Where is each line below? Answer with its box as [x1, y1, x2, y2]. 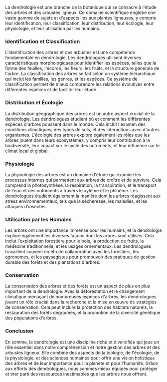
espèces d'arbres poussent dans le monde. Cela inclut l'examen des [5, 121, 146, 127]
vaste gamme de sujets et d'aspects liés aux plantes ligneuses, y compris [5, 15, 156, 21]
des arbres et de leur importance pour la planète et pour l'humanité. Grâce [5, 360, 158, 366]
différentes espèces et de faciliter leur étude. [5, 87, 98, 93]
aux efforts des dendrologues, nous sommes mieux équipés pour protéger [5, 365, 158, 371]
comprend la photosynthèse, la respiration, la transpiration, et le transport [5, 182, 157, 188]
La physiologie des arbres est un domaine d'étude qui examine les [5, 171, 141, 177]
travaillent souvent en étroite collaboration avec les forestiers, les [5, 249, 139, 255]
